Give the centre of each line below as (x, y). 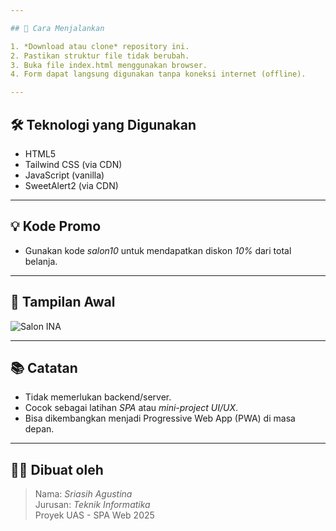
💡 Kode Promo (56, 226)
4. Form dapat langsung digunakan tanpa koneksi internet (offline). (158, 74)
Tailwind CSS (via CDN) (73, 164)
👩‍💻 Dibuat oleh (57, 469)
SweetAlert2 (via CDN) (71, 185)
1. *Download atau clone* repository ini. (100, 46)
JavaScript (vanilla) (64, 175)
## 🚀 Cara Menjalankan (57, 28)
